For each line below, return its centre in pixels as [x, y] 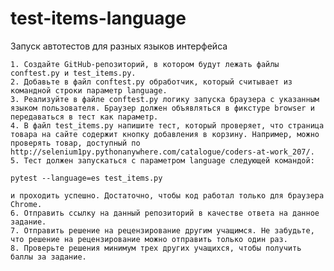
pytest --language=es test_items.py [86, 178]
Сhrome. [26, 204]
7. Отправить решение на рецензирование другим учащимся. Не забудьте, [162, 230]
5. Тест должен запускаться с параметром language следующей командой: [162, 160]
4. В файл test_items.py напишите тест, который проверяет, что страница [167, 125]
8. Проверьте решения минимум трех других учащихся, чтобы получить [156, 248]
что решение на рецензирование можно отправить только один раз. [149, 239]
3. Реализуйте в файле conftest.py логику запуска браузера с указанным [165, 99]
